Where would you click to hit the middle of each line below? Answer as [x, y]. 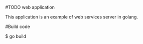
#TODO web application [30, 7]
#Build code [18, 26]
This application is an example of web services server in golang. [71, 17]
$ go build [16, 36]
